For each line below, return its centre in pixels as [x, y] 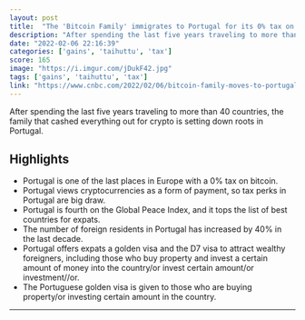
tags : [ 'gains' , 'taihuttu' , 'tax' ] [79, 77]
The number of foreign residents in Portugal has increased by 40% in [152, 229]
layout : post [34, 18]
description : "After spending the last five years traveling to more [144, 35]
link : [20, 85]
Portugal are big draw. [64, 200]
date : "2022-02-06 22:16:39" [64, 43]
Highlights [39, 160]
